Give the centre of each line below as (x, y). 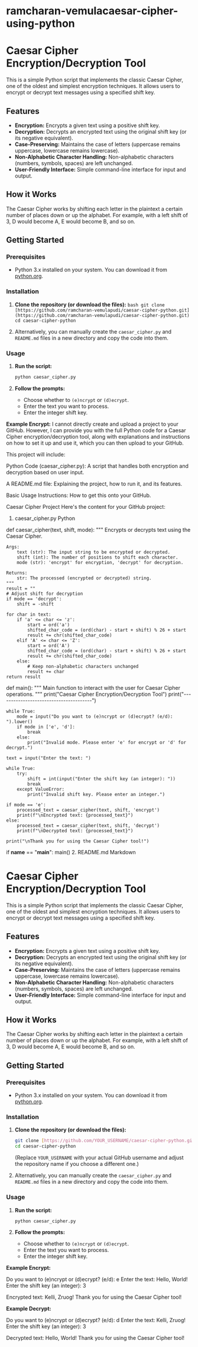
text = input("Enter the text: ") (49, 758)
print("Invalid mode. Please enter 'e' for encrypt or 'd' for (107, 742)
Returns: (17, 573)
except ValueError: (41, 789)
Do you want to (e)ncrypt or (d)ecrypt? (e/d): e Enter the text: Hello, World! (97, 1279)
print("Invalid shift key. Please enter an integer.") (96, 794)
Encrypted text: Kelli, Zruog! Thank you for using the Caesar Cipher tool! (94, 1297)
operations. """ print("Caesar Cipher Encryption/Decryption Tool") (87, 694)
